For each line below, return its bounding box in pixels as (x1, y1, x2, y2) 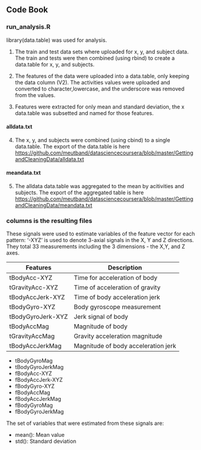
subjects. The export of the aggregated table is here (14, 189, 144, 197)
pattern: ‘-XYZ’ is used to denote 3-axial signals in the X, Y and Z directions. (6, 237, 194, 244)
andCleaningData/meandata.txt (14, 202, 93, 209)
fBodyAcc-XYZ (14, 370, 52, 377)
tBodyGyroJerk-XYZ (9, 313, 68, 321)
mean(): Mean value (14, 431, 65, 439)
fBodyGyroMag (14, 401, 53, 409)
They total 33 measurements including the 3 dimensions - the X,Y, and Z (6, 243, 185, 250)
